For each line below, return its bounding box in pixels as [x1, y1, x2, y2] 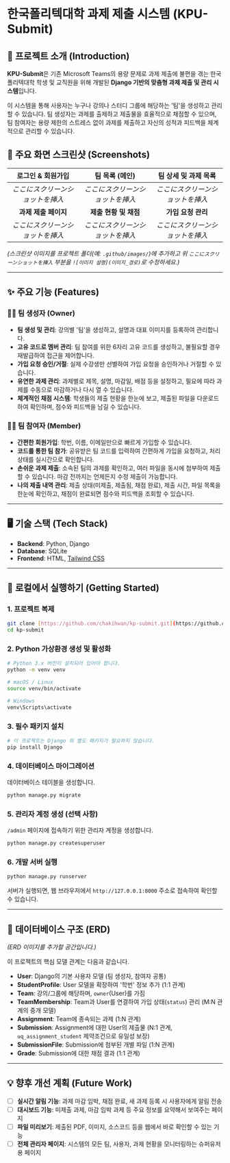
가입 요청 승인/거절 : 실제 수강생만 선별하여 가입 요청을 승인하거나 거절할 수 [16, 360, 214, 368]
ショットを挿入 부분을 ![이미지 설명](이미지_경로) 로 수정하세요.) [16, 258, 180, 266]
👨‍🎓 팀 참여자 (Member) [7, 421, 81, 431]
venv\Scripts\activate [7, 703, 72, 711]
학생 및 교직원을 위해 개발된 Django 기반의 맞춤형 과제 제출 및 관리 [36, 78, 212, 86]
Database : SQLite [16, 547, 68, 555]
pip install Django [7, 744, 63, 751]
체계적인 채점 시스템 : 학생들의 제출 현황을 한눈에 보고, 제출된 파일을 [16, 394, 196, 402]
